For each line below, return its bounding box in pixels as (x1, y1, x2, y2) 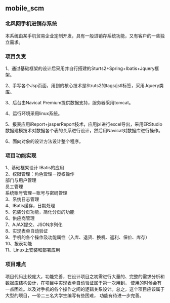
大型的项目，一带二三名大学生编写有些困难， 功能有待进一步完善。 (5, 292, 144, 298)
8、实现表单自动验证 (5, 228, 48, 234)
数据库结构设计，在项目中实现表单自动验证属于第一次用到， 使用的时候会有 (5, 280, 162, 286)
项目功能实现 (5, 152, 37, 159)
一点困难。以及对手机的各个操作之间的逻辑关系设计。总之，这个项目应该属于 (5, 286, 165, 292)
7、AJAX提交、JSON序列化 (5, 221, 63, 228)
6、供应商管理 (5, 215, 35, 221)
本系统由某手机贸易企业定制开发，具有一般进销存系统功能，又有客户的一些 (5, 32, 160, 39)
